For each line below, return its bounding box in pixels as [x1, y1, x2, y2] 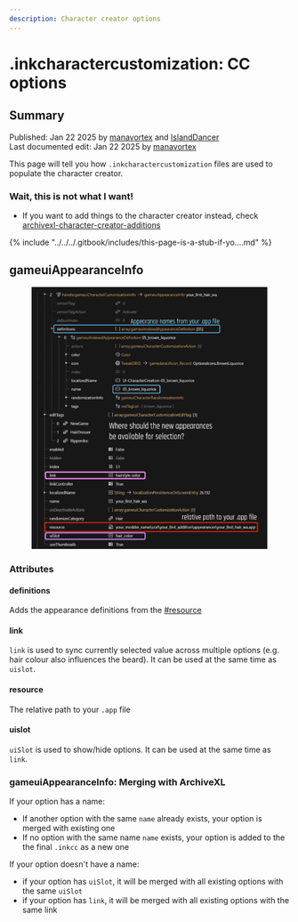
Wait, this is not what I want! [9, 190, 134, 202]
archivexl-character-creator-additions [21, 219, 161, 230]
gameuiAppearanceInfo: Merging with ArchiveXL [9, 775, 226, 788]
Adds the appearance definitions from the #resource [9, 605, 202, 616]
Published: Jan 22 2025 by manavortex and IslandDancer [9, 132, 220, 142]
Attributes [9, 563, 54, 576]
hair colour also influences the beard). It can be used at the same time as [9, 654, 278, 665]
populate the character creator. [9, 167, 124, 178]
